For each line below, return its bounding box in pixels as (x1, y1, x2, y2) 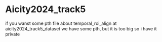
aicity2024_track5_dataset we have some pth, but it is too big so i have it (5, 25, 157, 31)
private (5, 31, 20, 37)
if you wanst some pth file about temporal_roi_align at (5, 20, 117, 26)
